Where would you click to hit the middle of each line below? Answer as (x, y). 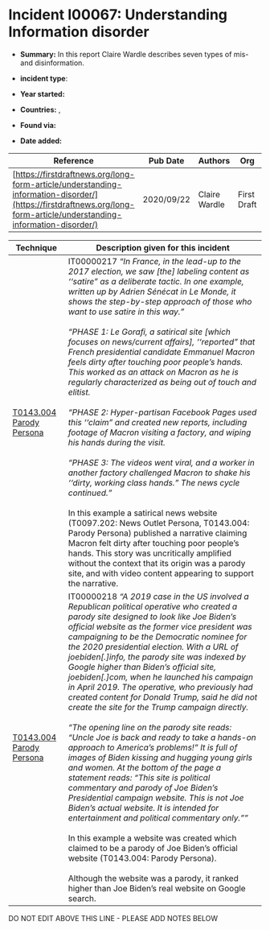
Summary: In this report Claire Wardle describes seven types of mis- (134, 54)
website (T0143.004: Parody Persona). (142, 858)
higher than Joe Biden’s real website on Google (157, 888)
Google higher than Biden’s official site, (142, 667)
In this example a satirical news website (143, 513)
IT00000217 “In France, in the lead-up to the (155, 261)
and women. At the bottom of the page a (145, 767)
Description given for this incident (163, 247)
